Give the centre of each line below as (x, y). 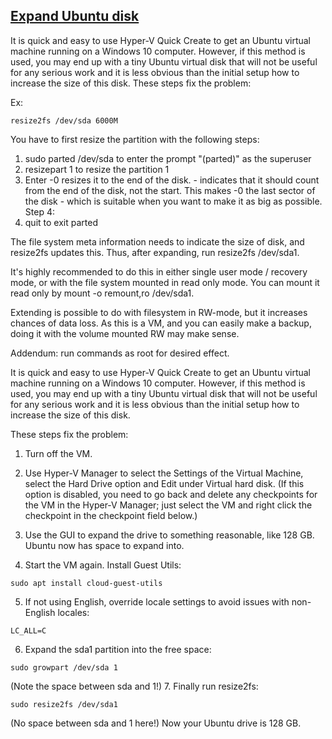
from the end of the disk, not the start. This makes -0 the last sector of (170, 190)
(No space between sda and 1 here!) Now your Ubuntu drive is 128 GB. (156, 723)
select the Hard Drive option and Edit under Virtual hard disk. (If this (164, 483)
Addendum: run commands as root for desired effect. (120, 353)
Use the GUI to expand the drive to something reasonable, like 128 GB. (169, 535)
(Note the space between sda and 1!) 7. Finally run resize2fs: (134, 686)
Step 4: (39, 211)
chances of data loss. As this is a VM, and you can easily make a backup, (161, 323)
